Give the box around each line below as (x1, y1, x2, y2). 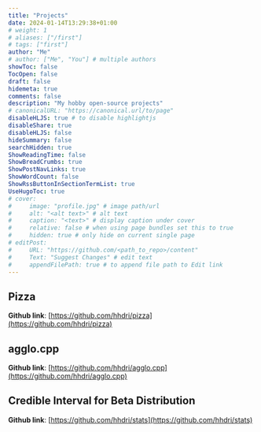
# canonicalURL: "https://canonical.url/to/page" (8, 107, 175, 115)
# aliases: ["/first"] (8, 33, 83, 42)
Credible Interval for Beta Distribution (8, 394, 196, 408)
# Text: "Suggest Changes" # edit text (8, 253, 153, 261)
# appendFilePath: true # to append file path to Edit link (8, 261, 223, 269)
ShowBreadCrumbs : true (8, 158, 83, 166)
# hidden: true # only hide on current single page (8, 232, 195, 240)
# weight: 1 (8, 26, 47, 34)
